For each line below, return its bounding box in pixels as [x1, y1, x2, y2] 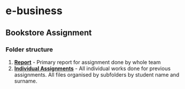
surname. [14, 77, 38, 84]
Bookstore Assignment [5, 28, 92, 38]
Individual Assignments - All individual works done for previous [14, 65, 171, 72]
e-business [5, 4, 63, 18]
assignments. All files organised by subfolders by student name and [14, 71, 180, 78]
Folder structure [5, 45, 53, 54]
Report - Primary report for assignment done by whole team [14, 58, 161, 65]
